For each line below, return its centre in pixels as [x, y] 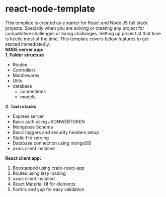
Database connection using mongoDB [52, 143]
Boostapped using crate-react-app [49, 168]
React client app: [23, 158]
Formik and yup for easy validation [48, 189]
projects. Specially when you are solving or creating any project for [75, 28]
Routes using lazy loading [39, 173]
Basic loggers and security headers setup [56, 132]
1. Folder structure [25, 55]
